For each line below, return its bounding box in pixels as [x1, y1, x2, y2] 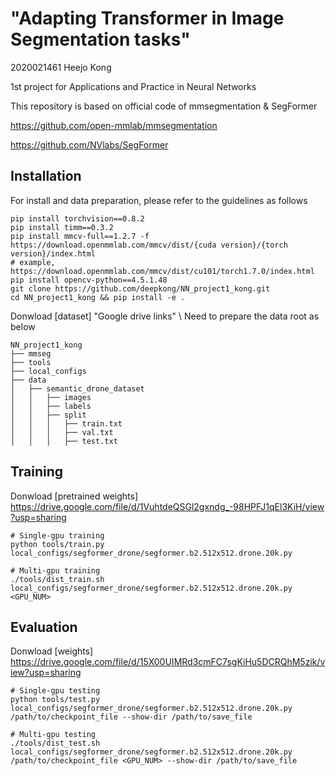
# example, [10, 257, 56, 267]
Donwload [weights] [10, 645, 94, 657]
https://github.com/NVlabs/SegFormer [10, 138, 169, 151]
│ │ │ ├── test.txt [10, 436, 118, 446]
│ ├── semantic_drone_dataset [10, 383, 145, 394]
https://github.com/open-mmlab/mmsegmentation [10, 119, 218, 131]
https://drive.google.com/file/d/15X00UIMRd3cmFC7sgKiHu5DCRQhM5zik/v [10, 656, 326, 668]
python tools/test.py [10, 695, 101, 705]
